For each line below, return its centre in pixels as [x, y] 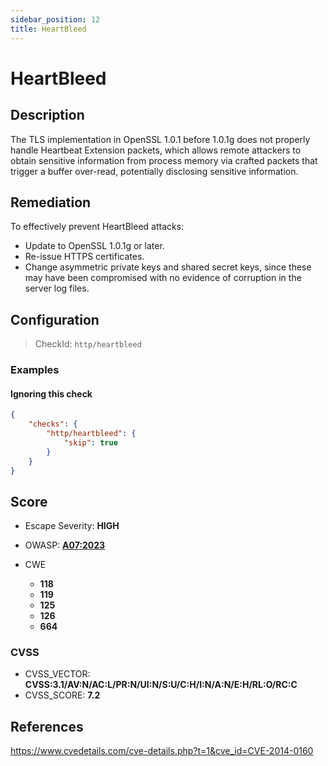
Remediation [51, 202]
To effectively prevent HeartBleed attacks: [97, 227]
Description [47, 115]
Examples [35, 370]
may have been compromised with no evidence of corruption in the [163, 278]
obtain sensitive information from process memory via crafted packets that [164, 160]
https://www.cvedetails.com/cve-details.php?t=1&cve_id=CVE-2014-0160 [162, 751]
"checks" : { [53, 424]
